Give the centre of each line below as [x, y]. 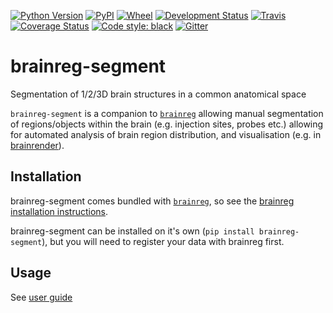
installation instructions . [59, 211]
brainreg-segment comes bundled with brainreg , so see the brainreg [152, 201]
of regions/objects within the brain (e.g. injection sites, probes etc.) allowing [167, 124]
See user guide [41, 297]
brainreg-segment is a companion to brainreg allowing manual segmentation [167, 113]
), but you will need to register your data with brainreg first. [163, 241]
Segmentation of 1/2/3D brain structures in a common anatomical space [158, 94]
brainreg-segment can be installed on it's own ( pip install [132, 231]
